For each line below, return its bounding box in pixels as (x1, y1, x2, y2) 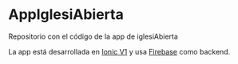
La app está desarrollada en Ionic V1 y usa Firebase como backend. (8, 47, 231, 56)
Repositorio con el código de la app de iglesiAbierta (8, 32, 178, 41)
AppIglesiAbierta (8, 6, 124, 24)
